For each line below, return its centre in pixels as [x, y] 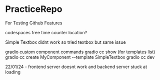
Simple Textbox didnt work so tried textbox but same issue [65, 42]
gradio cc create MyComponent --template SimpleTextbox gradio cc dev [80, 57]
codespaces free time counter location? [46, 32]
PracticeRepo [34, 9]
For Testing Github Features [34, 23]
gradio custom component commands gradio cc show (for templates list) [80, 52]
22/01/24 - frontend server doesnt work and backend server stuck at [76, 67]
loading [13, 72]
